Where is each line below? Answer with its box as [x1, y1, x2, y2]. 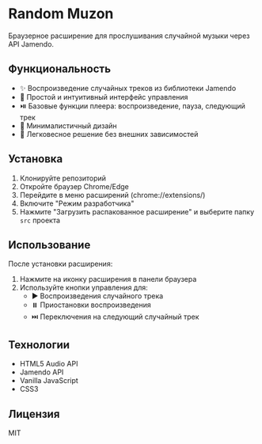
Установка [8, 152, 63, 166]
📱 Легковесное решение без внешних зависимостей [19, 129, 199, 139]
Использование [8, 238, 91, 252]
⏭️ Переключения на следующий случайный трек [31, 312, 199, 321]
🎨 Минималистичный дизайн [19, 120, 117, 131]
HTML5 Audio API [19, 359, 78, 369]
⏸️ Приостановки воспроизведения [31, 300, 152, 309]
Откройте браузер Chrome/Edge [19, 181, 129, 191]
